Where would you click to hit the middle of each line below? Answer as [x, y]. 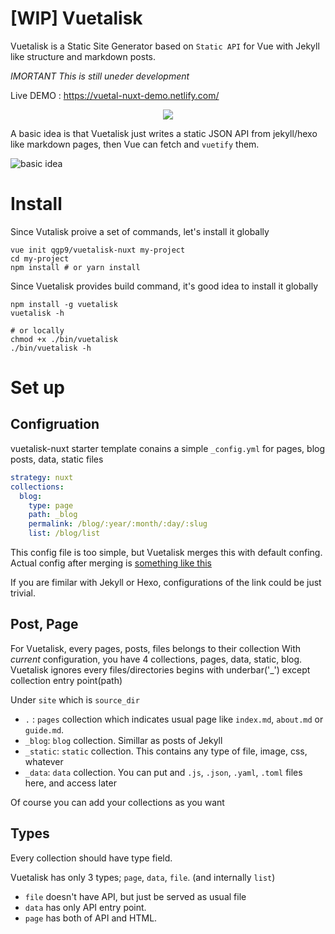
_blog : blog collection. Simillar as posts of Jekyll [123, 740]
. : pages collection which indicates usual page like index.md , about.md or [174, 719]
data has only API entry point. [85, 907]
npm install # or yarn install [75, 267]
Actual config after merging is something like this [111, 563]
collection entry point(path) [66, 680]
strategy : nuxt [42, 477]
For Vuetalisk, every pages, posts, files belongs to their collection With [156, 648]
